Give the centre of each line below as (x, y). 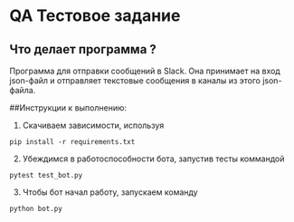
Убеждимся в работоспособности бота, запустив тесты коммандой (153, 159)
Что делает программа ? (83, 49)
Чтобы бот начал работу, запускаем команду (110, 192)
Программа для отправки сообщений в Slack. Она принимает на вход (145, 71)
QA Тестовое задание (95, 16)
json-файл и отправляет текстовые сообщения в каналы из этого (135, 81)
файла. (23, 90)
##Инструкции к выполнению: (68, 108)
